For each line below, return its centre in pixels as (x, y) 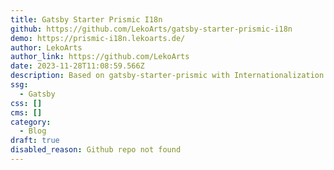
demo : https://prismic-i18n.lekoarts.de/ (98, 38)
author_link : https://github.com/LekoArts (100, 57)
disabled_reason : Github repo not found (96, 150)
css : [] (26, 103)
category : (31, 122)
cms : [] (26, 112)
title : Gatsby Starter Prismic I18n (86, 19)
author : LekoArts (46, 47)
